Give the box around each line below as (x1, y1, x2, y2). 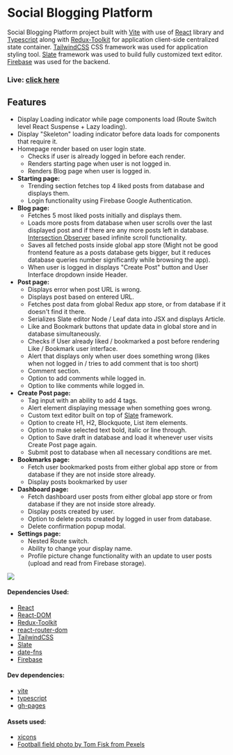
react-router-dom (17, 625, 68, 634)
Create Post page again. (27, 440, 97, 449)
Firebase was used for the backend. (7, 57, 111, 65)
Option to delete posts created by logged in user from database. (27, 514, 212, 523)
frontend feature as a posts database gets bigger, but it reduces (27, 248, 211, 256)
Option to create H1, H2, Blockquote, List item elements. (27, 418, 188, 426)
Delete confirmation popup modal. (27, 522, 127, 530)
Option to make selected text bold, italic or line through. (27, 426, 187, 434)
